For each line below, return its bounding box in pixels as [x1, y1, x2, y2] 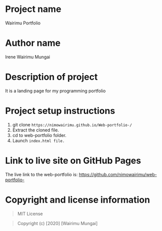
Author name [5, 37, 61, 49]
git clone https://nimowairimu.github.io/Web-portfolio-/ [12, 121, 132, 127]
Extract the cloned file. [12, 127, 59, 133]
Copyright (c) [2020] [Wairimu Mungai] [17, 220, 98, 226]
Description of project [5, 71, 98, 83]
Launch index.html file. [12, 137, 65, 143]
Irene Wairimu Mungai [5, 54, 50, 60]
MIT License [17, 211, 43, 217]
